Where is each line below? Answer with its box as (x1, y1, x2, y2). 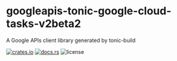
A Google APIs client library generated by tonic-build (6, 36, 136, 44)
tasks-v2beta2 (6, 17, 82, 30)
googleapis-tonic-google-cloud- (6, 4, 172, 18)
